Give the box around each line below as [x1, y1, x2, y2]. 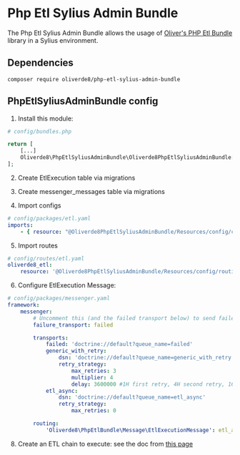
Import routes [17, 241, 59, 250]
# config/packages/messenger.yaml [7, 295, 111, 302]
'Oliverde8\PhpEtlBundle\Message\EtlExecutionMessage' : [45, 426, 216, 434]
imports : [7, 221, 34, 229]
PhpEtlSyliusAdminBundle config [7, 95, 159, 108]
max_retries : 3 [71, 367, 116, 374]
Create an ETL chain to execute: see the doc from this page [17, 439, 194, 448]
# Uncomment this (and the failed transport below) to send [33, 315, 216, 322]
